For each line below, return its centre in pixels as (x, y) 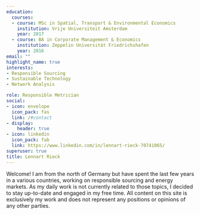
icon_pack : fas (31, 112)
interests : (20, 68)
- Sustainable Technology (38, 79)
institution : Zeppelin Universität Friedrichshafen (83, 46)
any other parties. (28, 205)
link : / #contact (32, 118)
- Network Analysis (31, 85)
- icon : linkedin (28, 135)
